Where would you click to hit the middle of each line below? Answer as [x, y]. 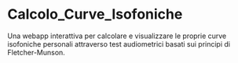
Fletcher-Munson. [37, 52]
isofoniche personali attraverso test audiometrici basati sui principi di [119, 44]
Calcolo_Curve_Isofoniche [95, 14]
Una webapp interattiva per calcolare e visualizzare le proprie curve [117, 36]
